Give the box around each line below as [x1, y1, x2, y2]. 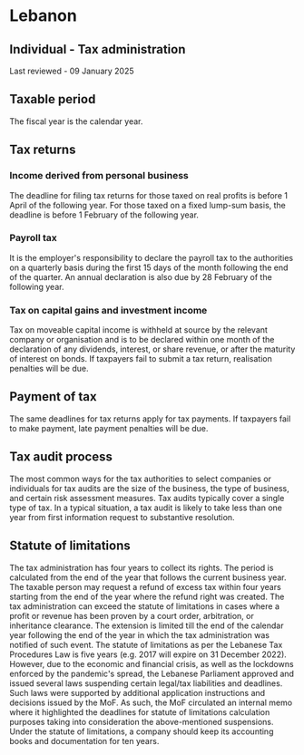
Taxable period [9, 92, 96, 107]
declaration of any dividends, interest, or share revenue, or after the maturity [9, 344, 296, 354]
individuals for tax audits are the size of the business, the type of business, [9, 482, 290, 494]
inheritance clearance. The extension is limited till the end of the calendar [9, 620, 284, 631]
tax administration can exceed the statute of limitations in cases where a [9, 600, 279, 612]
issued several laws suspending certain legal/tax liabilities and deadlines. [9, 677, 283, 689]
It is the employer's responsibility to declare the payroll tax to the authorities [9, 252, 294, 263]
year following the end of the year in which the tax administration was [9, 629, 270, 640]
